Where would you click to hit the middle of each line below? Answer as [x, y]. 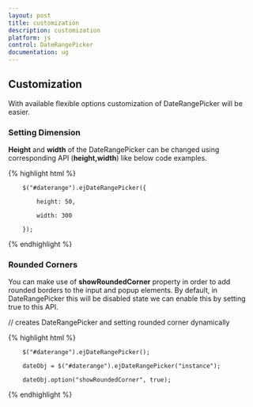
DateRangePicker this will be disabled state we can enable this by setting [127, 299]
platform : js [30, 38]
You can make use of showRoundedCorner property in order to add [119, 282]
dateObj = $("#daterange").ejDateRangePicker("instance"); [122, 366]
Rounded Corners [43, 264]
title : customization [44, 23]
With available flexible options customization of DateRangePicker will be [126, 103]
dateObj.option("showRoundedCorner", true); [97, 380]
